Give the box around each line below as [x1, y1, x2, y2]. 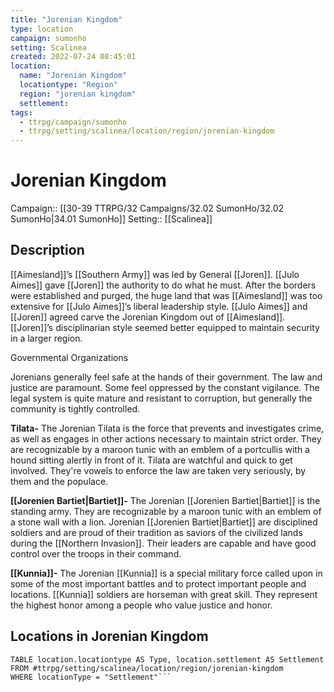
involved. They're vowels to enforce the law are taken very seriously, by [10, 464, 307, 476]
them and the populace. [10, 475, 109, 487]
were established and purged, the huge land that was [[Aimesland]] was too [10, 289, 323, 301]
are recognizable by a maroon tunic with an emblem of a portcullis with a [10, 443, 310, 455]
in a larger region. [10, 332, 83, 344]
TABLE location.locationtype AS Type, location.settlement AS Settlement [10, 654, 325, 665]
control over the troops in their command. [10, 547, 182, 560]
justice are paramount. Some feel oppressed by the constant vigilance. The [10, 381, 320, 393]
